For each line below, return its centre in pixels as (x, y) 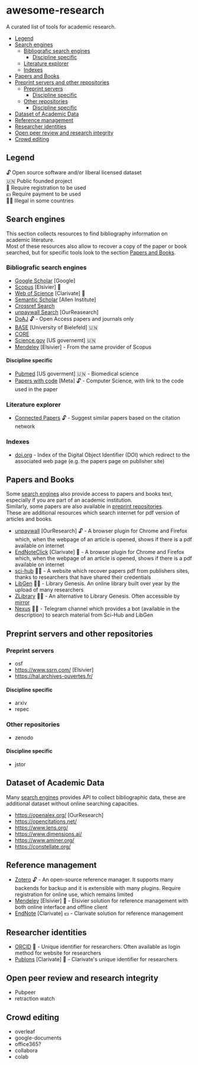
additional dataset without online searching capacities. (72, 803)
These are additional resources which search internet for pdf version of (93, 513)
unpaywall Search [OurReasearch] (56, 312)
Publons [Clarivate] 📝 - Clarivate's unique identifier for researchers (96, 959)
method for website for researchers (58, 953)
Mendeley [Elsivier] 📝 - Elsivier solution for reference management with (101, 901)
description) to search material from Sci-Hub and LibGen (84, 615)
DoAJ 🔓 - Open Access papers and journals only (74, 318)
